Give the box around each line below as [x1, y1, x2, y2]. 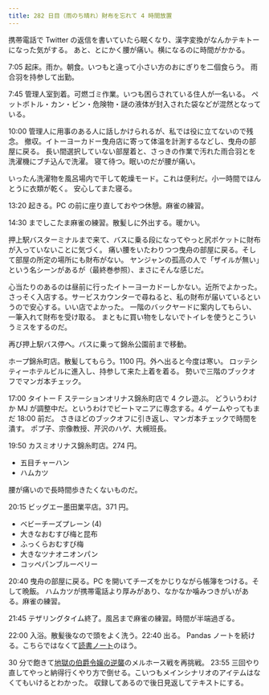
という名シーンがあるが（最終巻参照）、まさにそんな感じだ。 [8, 264, 209, 274]
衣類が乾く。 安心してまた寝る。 [29, 183, 137, 193]
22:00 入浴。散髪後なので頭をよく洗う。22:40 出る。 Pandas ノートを [8, 630, 242, 640]
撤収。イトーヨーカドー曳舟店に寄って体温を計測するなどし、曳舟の [23, 136, 250, 145]
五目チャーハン [19, 457, 70, 467]
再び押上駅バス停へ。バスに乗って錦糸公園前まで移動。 [8, 339, 191, 349]
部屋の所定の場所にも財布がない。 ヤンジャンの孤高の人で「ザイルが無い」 [14, 255, 260, 264]
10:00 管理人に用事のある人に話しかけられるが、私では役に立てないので [8, 126, 247, 136]
